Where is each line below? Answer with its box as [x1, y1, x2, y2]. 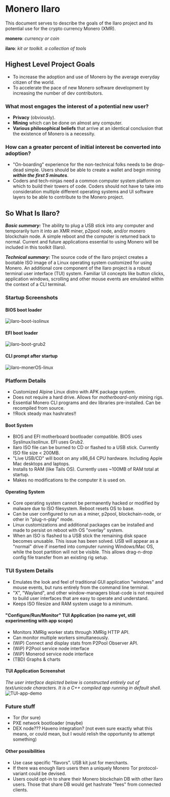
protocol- [138, 765, 158, 771]
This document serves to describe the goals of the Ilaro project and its [5, 20, 153, 26]
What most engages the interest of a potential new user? [5, 103, 149, 110]
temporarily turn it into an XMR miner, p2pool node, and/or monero [5, 228, 145, 234]
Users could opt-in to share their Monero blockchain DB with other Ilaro [12, 776, 163, 782]
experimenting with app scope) [5, 617, 73, 624]
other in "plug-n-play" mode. [12, 516, 74, 522]
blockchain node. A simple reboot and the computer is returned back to [5, 233, 156, 239]
